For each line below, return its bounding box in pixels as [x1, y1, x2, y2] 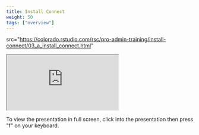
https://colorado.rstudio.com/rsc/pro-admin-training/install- [20, 36, 166, 43]
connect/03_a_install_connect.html [6, 42, 91, 49]
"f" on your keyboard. [6, 122, 59, 129]
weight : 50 [6, 14, 33, 20]
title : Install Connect [6, 8, 65, 15]
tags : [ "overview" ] [6, 20, 55, 25]
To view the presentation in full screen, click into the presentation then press [6, 116, 194, 123]
